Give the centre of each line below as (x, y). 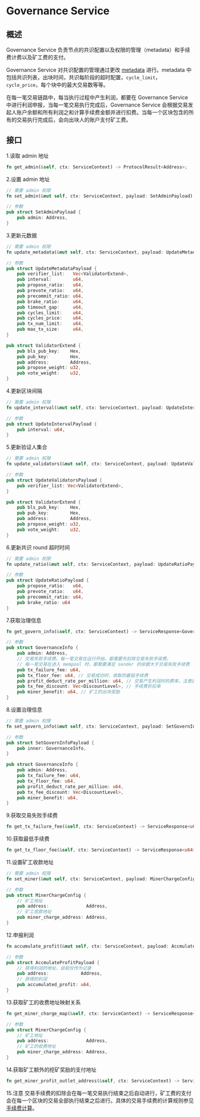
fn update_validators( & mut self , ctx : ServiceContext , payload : (87, 464)
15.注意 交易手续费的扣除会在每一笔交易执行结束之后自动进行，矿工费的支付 (99, 1093)
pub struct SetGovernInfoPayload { (50, 743)
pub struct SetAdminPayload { (44, 212)
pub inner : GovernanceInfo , (51, 748)
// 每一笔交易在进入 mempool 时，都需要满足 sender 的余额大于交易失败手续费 (103, 664)
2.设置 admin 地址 (28, 179)
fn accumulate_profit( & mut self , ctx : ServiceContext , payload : (87, 946)
